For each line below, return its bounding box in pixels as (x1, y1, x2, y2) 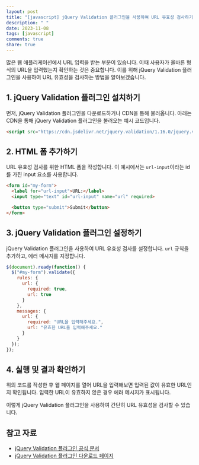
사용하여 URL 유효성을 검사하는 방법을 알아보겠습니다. (21, 74, 146, 81)
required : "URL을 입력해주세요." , (27, 319, 104, 325)
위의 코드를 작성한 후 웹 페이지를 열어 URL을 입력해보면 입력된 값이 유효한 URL (6, 381, 188, 388)
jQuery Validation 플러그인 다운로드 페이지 (14, 452, 114, 460)
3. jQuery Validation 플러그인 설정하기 (6, 228, 142, 238)
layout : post (6, 8, 38, 15)
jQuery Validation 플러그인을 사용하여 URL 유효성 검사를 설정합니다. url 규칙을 (6, 244, 190, 252)
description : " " (6, 20, 49, 26)
